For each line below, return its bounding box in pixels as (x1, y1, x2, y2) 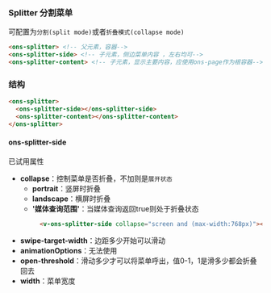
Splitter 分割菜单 (8, 6, 73, 18)
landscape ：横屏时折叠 (31, 194, 111, 203)
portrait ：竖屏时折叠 (31, 183, 101, 193)
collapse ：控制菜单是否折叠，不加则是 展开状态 (19, 174, 173, 183)
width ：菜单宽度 (19, 276, 76, 286)
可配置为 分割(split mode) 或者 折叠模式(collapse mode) (8, 27, 185, 37)
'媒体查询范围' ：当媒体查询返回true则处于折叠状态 (31, 203, 199, 213)
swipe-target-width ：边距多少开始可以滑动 (19, 236, 165, 245)
